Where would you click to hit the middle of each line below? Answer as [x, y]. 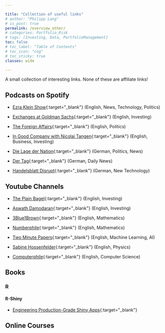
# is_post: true [22, 24]
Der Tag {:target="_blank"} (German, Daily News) [63, 161]
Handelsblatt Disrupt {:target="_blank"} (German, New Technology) [81, 171]
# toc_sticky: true [25, 56]
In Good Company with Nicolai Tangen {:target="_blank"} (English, [80, 136]
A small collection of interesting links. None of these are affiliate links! [77, 79]
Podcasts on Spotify [37, 95]
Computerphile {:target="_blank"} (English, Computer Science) [76, 257]
